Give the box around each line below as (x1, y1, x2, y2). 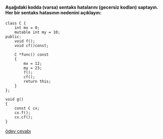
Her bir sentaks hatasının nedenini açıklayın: (5, 9, 102, 15)
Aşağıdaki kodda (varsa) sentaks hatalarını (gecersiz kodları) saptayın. (5, 4, 158, 10)
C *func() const (14, 52, 49, 57)
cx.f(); (14, 110, 31, 115)
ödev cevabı (5, 128, 32, 134)
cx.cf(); (14, 115, 33, 120)
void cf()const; (14, 43, 49, 49)
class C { (5, 21, 26, 26)
